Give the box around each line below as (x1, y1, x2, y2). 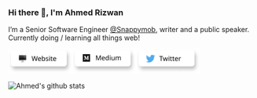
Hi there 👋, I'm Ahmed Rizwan (8, 7, 124, 18)
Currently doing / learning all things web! (8, 33, 140, 42)
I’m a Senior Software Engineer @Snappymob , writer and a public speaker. (8, 25, 250, 34)
